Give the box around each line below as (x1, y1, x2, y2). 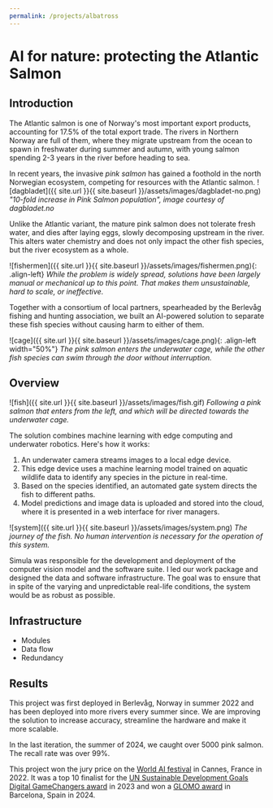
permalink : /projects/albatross (9, 11, 119, 20)
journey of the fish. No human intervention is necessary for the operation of (9, 531, 263, 541)
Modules (20, 635, 51, 645)
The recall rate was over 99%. (9, 749, 110, 758)
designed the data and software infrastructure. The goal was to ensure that (9, 573, 261, 583)
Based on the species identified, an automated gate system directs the (20, 481, 258, 491)
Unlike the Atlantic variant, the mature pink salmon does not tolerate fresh (9, 219, 256, 229)
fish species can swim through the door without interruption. (9, 352, 212, 362)
